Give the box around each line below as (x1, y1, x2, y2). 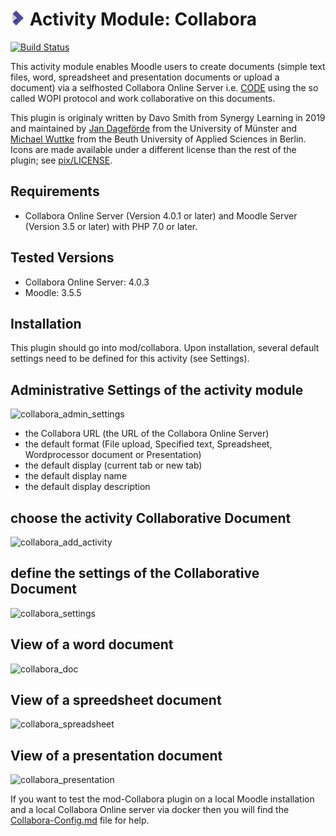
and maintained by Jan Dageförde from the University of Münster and (10, 122, 297, 134)
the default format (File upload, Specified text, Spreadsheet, (24, 438, 273, 450)
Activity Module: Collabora (29, 8, 257, 31)
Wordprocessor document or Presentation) (24, 449, 202, 461)
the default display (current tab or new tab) (24, 459, 203, 472)
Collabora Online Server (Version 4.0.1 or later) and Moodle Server (24, 209, 298, 222)
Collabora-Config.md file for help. (10, 814, 150, 827)
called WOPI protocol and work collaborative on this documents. (10, 92, 276, 104)
